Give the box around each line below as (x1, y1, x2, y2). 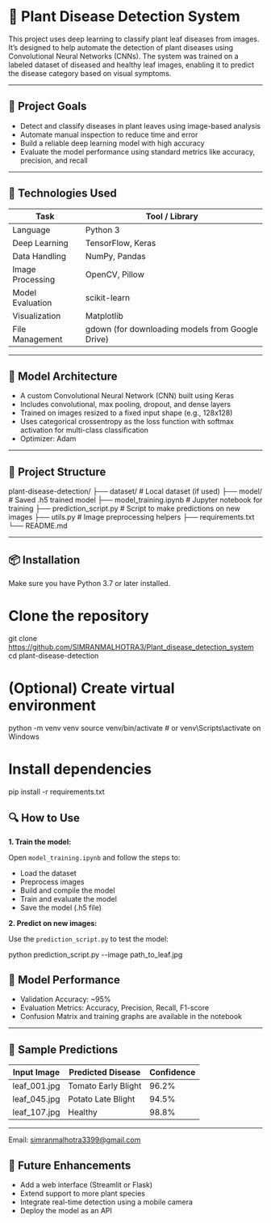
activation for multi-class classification (19, 425, 149, 435)
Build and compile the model (19, 885, 115, 895)
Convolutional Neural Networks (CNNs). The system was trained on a (8, 51, 240, 61)
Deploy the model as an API (19, 1206, 113, 1216)
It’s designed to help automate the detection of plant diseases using (8, 42, 234, 52)
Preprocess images (19, 877, 85, 886)
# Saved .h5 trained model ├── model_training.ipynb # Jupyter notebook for (8, 495, 263, 505)
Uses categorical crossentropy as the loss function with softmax (19, 417, 234, 427)
